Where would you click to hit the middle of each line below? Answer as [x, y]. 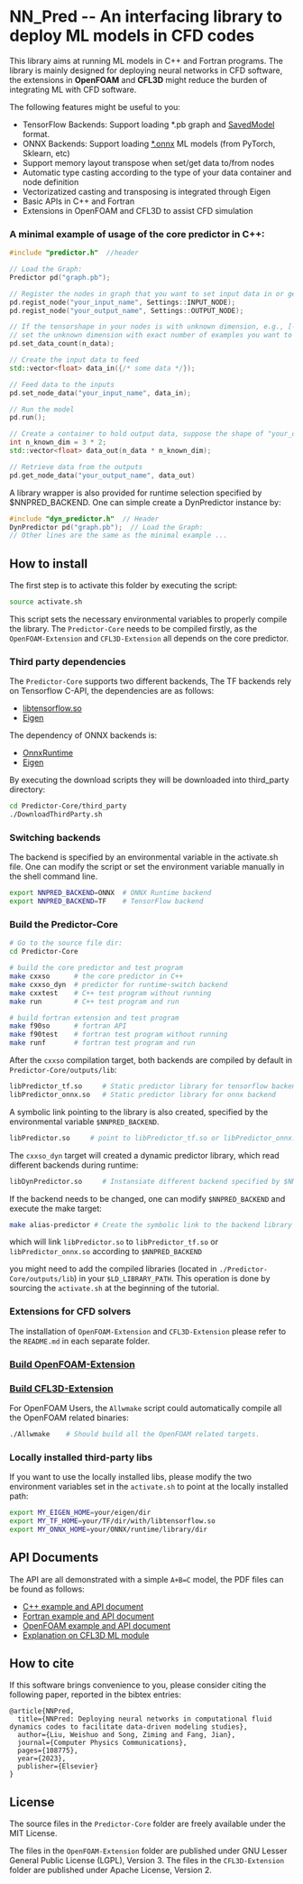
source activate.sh [46, 602]
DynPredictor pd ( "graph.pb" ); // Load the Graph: [106, 527]
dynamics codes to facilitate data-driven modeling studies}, [129, 1727]
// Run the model [42, 409]
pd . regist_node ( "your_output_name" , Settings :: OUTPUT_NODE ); [127, 310]
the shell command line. [54, 876]
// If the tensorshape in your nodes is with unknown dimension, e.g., [147, 327]
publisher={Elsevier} [58, 1767]
